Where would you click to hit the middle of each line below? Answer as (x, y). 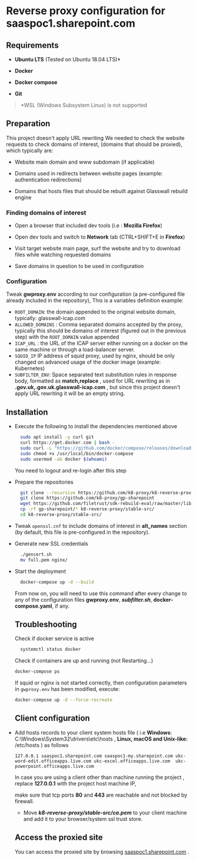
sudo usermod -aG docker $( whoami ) (64, 459)
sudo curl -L (36, 448)
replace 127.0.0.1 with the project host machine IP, (75, 783)
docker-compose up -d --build (57, 582)
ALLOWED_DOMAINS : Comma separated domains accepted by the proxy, (98, 324)
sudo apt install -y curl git (57, 437)
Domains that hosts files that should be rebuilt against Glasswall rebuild (101, 191)
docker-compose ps (37, 671)
